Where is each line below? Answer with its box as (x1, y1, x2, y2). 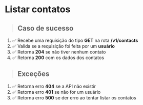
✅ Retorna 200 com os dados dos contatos (12, 55, 105, 61)
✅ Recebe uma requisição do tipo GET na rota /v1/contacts (12, 37, 138, 43)
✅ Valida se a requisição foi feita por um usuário (12, 43, 115, 49)
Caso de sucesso (17, 24, 74, 33)
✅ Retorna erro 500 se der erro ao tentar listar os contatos (12, 94, 136, 100)
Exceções (17, 70, 50, 78)
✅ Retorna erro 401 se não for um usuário (12, 89, 101, 95)
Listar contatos (5, 4, 71, 15)
